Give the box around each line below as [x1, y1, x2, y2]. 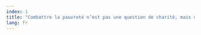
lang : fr [6, 20, 28, 26]
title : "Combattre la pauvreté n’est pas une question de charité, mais [6, 14, 191, 20]
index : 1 [6, 8, 28, 15]
